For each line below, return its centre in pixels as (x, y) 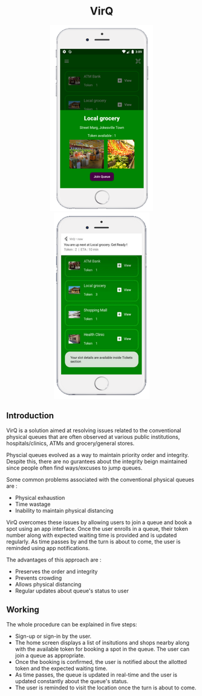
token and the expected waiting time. (61, 668)
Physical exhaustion (40, 497)
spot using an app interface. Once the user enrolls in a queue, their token (97, 528)
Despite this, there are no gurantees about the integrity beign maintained (97, 461)
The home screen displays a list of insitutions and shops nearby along (102, 642)
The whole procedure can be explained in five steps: (72, 624)
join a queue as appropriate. (50, 655)
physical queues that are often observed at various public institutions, (93, 436)
